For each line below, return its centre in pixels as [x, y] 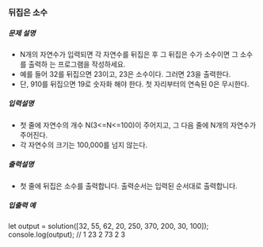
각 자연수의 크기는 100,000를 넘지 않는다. [84, 145]
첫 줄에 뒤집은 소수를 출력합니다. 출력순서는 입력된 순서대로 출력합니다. [128, 186]
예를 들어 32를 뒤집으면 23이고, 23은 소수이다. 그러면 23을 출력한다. [125, 74]
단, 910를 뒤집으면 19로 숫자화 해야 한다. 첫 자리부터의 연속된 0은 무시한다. [134, 84]
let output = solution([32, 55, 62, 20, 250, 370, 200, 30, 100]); [109, 226]
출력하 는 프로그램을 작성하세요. [77, 64]
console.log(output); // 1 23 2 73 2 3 [67, 234]
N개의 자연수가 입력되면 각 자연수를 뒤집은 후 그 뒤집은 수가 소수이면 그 [129, 54]
